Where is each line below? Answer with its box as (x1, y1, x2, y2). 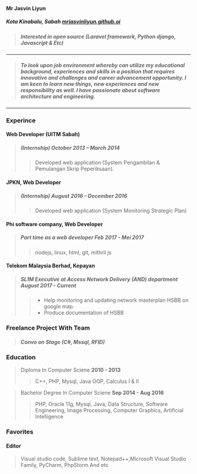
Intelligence (35, 413, 63, 420)
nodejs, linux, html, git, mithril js (35, 248, 112, 256)
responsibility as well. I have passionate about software (20, 86, 161, 93)
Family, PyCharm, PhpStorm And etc (20, 462, 109, 469)
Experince (6, 116, 36, 125)
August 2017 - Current (20, 282, 76, 289)
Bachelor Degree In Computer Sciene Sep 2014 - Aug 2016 (20, 389, 164, 396)
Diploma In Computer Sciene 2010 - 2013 (20, 367, 121, 374)
